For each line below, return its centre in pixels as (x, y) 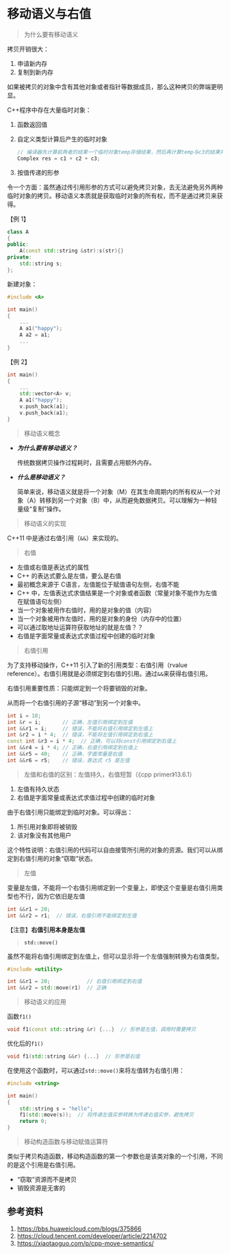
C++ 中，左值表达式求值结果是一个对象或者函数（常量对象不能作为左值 (117, 593)
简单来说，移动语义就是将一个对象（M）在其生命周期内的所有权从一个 (116, 491)
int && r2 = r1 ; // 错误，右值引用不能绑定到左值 (72, 916)
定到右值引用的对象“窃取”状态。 (52, 858)
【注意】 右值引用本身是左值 (46, 929)
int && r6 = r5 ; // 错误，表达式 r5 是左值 (68, 760)
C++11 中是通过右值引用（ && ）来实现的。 (65, 538)
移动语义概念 (42, 433)
